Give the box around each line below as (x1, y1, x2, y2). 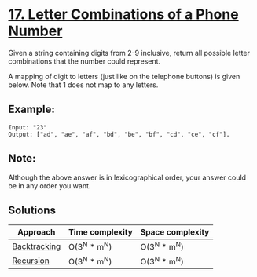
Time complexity (68, 227, 134, 238)
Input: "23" (8, 123, 47, 131)
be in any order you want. (8, 180, 91, 190)
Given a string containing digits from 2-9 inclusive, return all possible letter (8, 48, 250, 57)
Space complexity (140, 227, 210, 238)
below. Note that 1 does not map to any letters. (8, 80, 159, 89)
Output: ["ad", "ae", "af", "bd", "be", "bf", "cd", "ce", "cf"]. (8, 130, 230, 138)
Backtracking (12, 241, 61, 252)
